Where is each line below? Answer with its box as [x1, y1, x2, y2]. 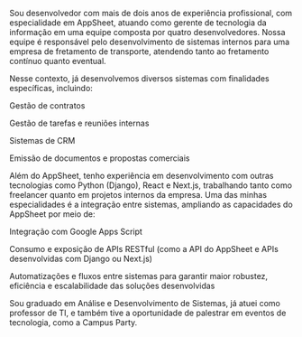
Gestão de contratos [9, 100, 86, 111]
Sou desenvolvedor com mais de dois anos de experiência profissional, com [9, 8, 293, 18]
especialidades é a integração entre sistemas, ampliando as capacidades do [9, 199, 293, 210]
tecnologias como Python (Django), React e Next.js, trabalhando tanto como [9, 180, 293, 191]
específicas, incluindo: [9, 83, 93, 93]
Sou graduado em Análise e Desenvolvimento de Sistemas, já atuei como [9, 298, 281, 308]
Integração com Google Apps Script [9, 226, 142, 237]
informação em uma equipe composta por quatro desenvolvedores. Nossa [9, 27, 286, 37]
